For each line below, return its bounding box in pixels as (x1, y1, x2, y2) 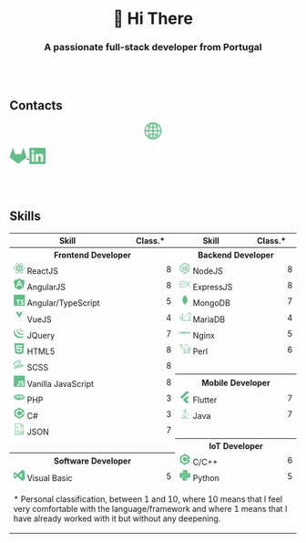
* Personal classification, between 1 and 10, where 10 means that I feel (13, 493, 283, 505)
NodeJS (192, 265, 223, 277)
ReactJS (26, 265, 59, 277)
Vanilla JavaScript (26, 378, 94, 389)
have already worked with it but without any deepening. (13, 513, 221, 524)
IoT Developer (209, 440, 263, 451)
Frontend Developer (54, 249, 132, 260)
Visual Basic (26, 473, 73, 484)
